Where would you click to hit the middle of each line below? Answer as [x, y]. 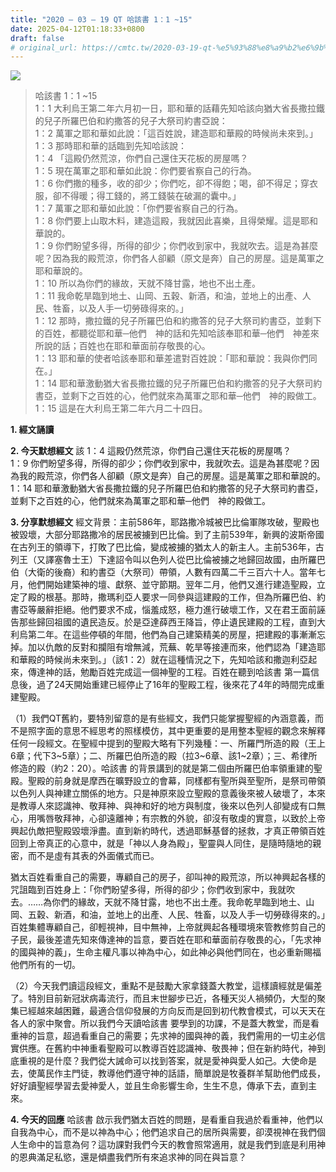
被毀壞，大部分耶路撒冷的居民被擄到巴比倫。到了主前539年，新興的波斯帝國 [167, 535]
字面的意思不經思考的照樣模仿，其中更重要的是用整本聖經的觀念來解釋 [181, 731]
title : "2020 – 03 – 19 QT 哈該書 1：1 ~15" [101, 19]
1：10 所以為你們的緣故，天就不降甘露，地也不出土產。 [147, 283]
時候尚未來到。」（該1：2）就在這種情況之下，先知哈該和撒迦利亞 [176, 660]
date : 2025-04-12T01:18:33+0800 [77, 29]
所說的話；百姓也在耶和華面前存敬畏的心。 [122, 346]
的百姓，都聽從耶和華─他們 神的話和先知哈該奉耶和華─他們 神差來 [177, 333]
